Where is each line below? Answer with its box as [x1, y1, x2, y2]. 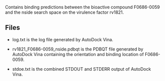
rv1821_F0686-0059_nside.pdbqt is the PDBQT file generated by [12, 46, 144, 52]
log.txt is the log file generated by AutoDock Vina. [12, 36, 113, 42]
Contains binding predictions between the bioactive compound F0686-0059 [5, 4, 160, 10]
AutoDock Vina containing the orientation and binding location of [12, 51, 144, 57]
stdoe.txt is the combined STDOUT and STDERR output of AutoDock [12, 66, 151, 72]
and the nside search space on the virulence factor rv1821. [5, 9, 124, 15]
